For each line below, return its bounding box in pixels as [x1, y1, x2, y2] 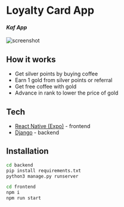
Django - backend [14, 129, 60, 136]
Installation [6, 146, 49, 156]
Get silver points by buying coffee [14, 70, 98, 78]
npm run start [6, 195, 42, 201]
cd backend [6, 162, 33, 168]
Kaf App [6, 23, 27, 31]
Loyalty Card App [6, 4, 94, 17]
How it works [6, 54, 56, 65]
